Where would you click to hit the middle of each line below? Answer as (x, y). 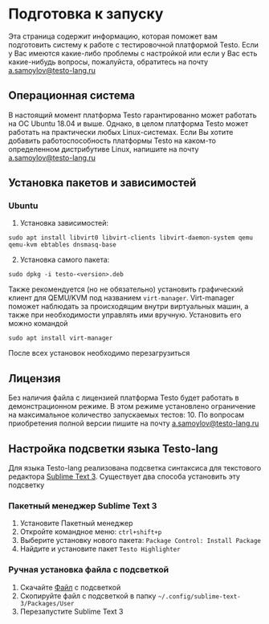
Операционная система (72, 96)
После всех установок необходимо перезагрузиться (99, 353)
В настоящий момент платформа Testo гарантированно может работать (132, 115)
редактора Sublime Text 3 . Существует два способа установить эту (124, 477)
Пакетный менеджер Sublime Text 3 (83, 505)
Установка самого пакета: (65, 260)
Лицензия (35, 378)
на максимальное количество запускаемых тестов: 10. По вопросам (126, 415)
